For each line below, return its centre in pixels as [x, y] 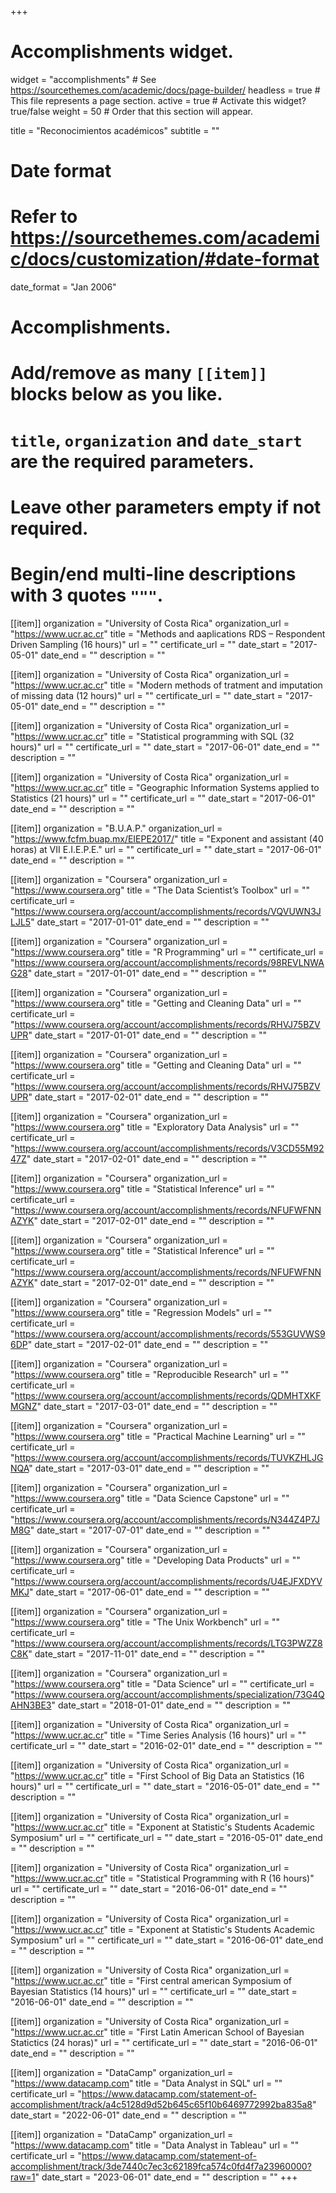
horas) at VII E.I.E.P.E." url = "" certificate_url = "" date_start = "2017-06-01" [166, 849]
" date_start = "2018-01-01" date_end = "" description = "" [171, 1705]
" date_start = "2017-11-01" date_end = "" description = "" [146, 1653]
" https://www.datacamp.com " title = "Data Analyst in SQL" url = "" [146, 2083]
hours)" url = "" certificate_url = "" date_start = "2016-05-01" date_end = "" [165, 1786]
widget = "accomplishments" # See [83, 79]
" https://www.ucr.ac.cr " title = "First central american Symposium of [151, 1980]
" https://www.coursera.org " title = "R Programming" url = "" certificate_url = [167, 952]
